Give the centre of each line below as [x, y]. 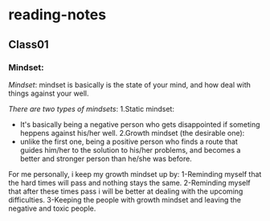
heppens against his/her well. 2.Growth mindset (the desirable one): [132, 133]
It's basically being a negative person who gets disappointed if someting [140, 124]
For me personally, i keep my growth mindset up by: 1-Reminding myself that [135, 174]
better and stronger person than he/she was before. [106, 158]
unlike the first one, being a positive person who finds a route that [129, 141]
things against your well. [49, 93]
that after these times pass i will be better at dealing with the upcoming [126, 191]
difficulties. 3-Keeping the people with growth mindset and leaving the [125, 199]
